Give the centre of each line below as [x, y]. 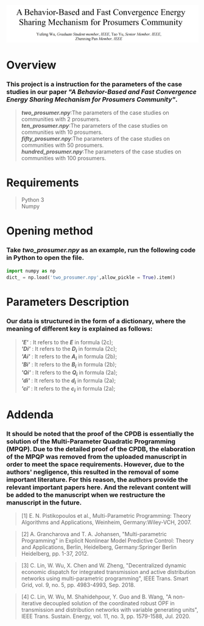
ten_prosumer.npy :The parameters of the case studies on [94, 126]
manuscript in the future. [44, 503]
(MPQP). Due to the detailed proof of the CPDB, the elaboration [101, 449]
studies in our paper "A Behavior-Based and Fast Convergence [101, 92]
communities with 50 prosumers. [62, 145]
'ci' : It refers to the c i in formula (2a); [68, 389]
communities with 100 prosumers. [64, 158]
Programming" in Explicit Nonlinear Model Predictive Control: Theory [107, 540]
